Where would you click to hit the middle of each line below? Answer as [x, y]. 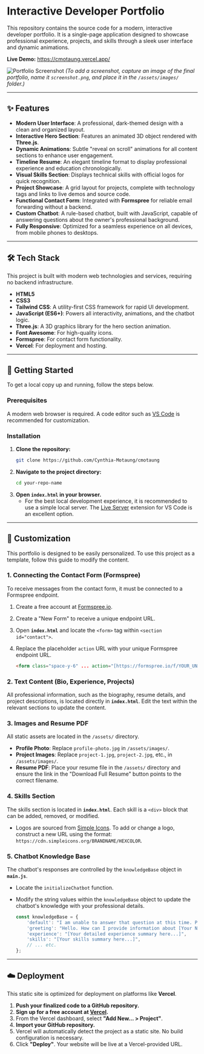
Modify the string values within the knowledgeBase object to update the [103, 899]
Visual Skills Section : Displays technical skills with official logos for [100, 175]
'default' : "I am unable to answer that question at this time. [110, 922]
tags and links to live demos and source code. [73, 194]
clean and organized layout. [50, 129]
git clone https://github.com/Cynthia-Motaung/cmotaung [87, 460]
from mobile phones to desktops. [57, 232]
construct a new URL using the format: [64, 834]
